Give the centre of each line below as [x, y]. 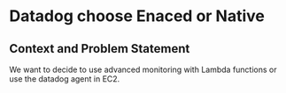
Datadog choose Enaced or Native [137, 16]
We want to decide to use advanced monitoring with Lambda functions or [143, 69]
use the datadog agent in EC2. [65, 79]
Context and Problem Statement [100, 49]
